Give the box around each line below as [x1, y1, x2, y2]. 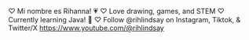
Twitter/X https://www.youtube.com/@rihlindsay [8, 23, 165, 32]
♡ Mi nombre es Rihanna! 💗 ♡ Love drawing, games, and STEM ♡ [8, 7, 225, 15]
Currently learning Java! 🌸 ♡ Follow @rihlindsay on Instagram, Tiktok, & [8, 15, 241, 24]
